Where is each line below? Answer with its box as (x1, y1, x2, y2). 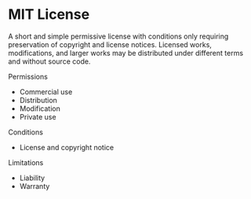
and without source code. (8, 57, 91, 66)
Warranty (19, 181, 50, 190)
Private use (19, 112, 56, 121)
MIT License (8, 6, 90, 24)
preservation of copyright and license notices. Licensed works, (8, 39, 212, 49)
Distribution (19, 95, 57, 105)
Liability (19, 173, 45, 182)
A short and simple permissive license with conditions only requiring (8, 31, 229, 41)
